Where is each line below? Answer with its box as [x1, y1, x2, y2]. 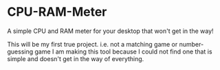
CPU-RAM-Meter [7, 4, 107, 20]
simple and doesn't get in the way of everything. [7, 54, 144, 62]
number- [179, 40, 204, 48]
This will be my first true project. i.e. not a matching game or [7, 40, 178, 48]
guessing [7, 47, 34, 56]
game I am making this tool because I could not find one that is [34, 47, 212, 56]
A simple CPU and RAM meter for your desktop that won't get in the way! [7, 27, 214, 35]
